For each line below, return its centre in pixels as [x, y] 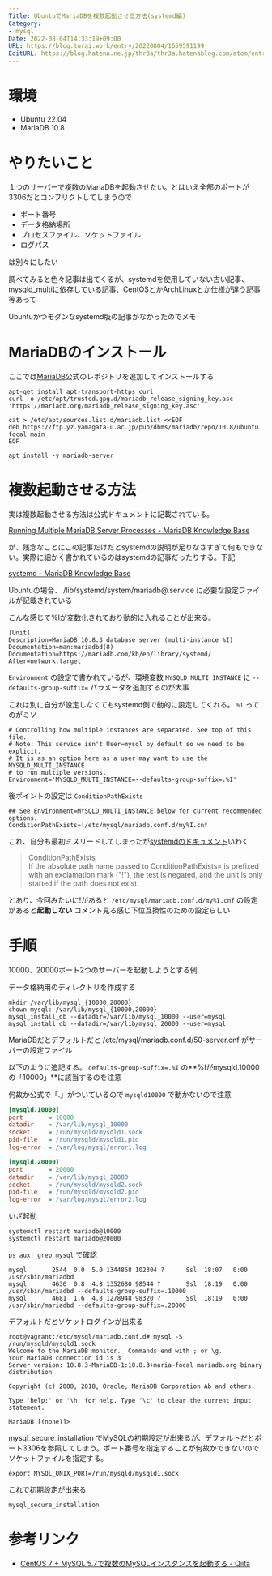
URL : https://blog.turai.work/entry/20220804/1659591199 [106, 46]
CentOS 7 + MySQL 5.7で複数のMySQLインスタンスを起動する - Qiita [135, 1564]
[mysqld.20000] [34, 1162]
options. [23, 818]
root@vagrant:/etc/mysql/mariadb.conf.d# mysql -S [96, 1337]
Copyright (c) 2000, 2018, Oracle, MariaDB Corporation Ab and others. [132, 1386]
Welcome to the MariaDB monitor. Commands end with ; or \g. [115, 1351]
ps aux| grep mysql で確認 [53, 1255]
